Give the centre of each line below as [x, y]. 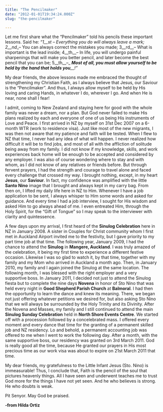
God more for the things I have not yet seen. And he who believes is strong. [81, 381]
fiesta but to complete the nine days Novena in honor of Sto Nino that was [80, 283]
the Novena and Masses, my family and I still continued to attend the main [79, 309]
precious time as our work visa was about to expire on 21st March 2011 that [80, 351]
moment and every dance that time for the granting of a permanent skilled [79, 325]
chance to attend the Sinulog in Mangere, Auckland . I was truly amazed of [80, 247]
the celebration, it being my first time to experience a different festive [74, 252]
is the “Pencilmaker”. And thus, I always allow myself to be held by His [75, 88]
